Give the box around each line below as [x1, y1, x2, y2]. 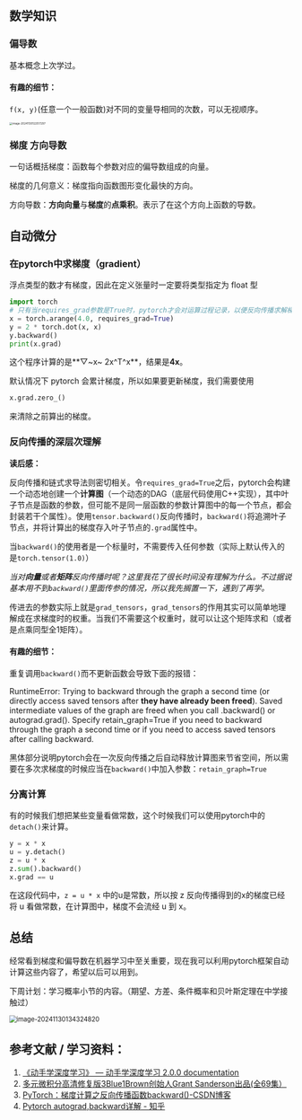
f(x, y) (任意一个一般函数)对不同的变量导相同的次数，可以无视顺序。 [9, 103, 263, 114]
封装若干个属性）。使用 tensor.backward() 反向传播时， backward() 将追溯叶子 [9, 510, 287, 521]
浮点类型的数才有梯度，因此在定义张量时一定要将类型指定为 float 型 [9, 279, 258, 290]
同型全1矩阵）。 [32, 623, 88, 635]
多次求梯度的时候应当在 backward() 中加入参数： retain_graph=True [24, 763, 267, 774]
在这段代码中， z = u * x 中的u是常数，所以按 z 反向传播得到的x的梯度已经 [9, 890, 285, 901]
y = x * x [9, 839, 47, 849]
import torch [9, 297, 58, 307]
